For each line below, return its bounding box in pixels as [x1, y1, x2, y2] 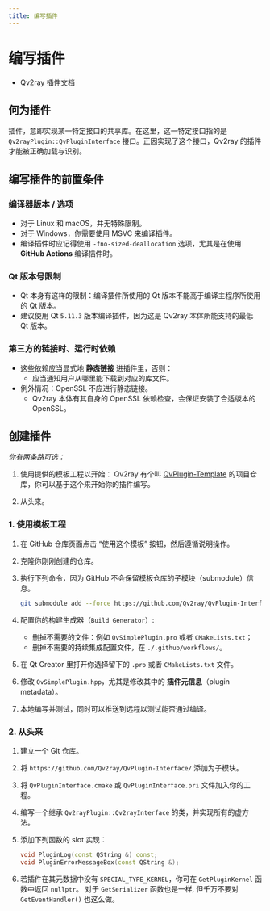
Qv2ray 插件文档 [19, 78, 75, 87]
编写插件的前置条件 [8, 172, 104, 186]
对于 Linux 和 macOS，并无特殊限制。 [19, 219, 147, 229]
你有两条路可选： [8, 452, 65, 462]
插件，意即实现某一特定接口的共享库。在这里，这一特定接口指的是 [8, 126, 227, 136]
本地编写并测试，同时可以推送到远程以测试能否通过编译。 [19, 703, 211, 713]
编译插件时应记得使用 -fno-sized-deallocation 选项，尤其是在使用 [19, 239, 242, 249]
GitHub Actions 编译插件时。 [19, 249, 117, 258]
